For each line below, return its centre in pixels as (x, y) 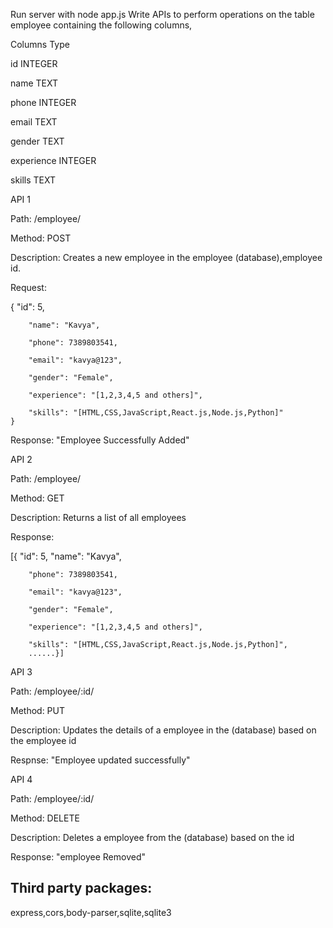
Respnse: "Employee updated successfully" (100, 760)
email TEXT (34, 122)
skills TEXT (33, 180)
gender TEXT (37, 141)
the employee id (43, 740)
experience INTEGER (53, 160)
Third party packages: (81, 888)
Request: (28, 287)
